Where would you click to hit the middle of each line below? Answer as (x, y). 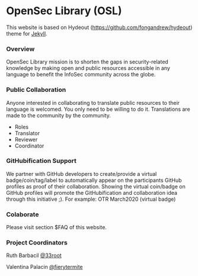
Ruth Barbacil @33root (34, 255)
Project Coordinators (37, 243)
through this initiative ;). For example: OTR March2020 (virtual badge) (91, 199)
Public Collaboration (36, 90)
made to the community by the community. (59, 115)
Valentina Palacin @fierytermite (44, 267)
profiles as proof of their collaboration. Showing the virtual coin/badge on (96, 186)
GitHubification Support (41, 161)
